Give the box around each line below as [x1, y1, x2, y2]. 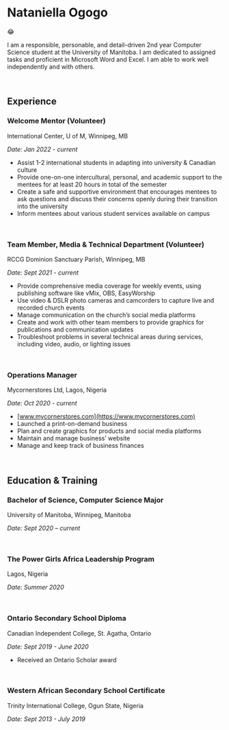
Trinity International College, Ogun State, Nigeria [7, 701, 144, 709]
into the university [16, 202, 68, 210]
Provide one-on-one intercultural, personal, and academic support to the [16, 173, 222, 181]
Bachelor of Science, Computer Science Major [7, 495, 164, 505]
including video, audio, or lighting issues [16, 340, 131, 348]
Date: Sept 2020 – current [7, 524, 81, 532]
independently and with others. [7, 62, 95, 71]
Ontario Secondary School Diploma [7, 614, 126, 623]
